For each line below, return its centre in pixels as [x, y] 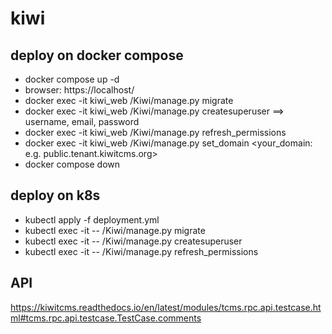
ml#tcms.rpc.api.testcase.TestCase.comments [106, 318]
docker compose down [72, 164]
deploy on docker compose [97, 55]
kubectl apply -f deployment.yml [92, 219]
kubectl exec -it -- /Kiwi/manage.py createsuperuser [133, 241]
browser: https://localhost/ [79, 90]
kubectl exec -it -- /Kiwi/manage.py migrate [115, 230]
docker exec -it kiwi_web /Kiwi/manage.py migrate [129, 100]
